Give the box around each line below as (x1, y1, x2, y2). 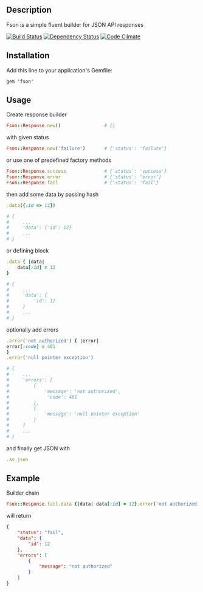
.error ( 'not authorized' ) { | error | (6, 338, 99, 344)
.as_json (6, 456, 29, 462)
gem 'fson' (6, 78, 34, 85)
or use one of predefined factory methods (6, 156, 112, 164)
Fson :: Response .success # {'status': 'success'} (6, 169, 167, 175)
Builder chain (6, 489, 40, 496)
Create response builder (6, 111, 67, 118)
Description (6, 5, 52, 15)
